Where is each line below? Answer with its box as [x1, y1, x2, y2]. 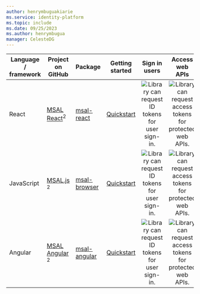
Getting [110, 59, 132, 67]
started [110, 67, 132, 74]
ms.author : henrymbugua [6, 31, 65, 37]
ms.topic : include [6, 20, 52, 26]
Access [171, 55, 193, 63]
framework [9, 70, 42, 78]
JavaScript [9, 179, 40, 187]
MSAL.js [46, 176, 70, 184]
